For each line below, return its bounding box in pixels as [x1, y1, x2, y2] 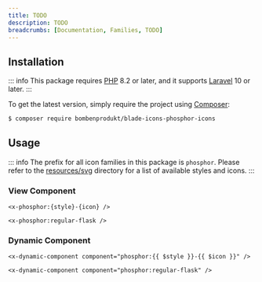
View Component [8, 185, 76, 196]
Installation [8, 55, 64, 68]
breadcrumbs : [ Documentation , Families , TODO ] [8, 26, 163, 34]
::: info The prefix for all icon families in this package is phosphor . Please [8, 157, 240, 167]
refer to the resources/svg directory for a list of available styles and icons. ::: [8, 166, 255, 175]
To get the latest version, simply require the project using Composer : [8, 100, 230, 109]
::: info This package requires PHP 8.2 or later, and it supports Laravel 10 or [8, 76, 251, 86]
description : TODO [8, 19, 68, 27]
